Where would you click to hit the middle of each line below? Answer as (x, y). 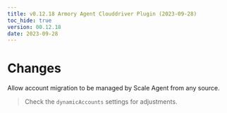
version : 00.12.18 (34, 27)
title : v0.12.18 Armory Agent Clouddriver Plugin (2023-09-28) (102, 14)
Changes (34, 69)
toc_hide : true (30, 20)
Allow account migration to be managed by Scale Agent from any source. (114, 88)
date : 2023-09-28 (33, 34)
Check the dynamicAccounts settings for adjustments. (101, 102)
